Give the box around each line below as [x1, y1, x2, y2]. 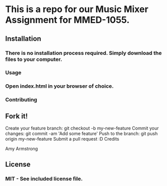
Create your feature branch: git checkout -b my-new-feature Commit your [5, 125, 159, 132]
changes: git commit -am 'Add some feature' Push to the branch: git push [5, 131, 158, 137]
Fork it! [5, 112, 28, 120]
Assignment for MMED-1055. [5, 14, 130, 26]
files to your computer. [5, 55, 63, 63]
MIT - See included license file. [5, 175, 83, 182]
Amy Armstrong [5, 146, 38, 152]
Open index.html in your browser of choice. [5, 83, 114, 90]
